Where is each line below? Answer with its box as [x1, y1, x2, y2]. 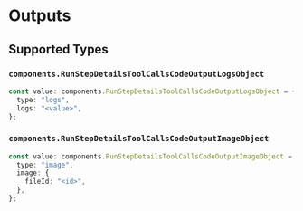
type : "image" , [16, 160, 74, 169]
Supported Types [8, 42, 109, 57]
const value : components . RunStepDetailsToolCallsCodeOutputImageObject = [8, 151, 293, 161]
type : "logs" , [16, 95, 70, 104]
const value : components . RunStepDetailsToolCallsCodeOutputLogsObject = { [8, 87, 297, 96]
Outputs [8, 5, 71, 26]
